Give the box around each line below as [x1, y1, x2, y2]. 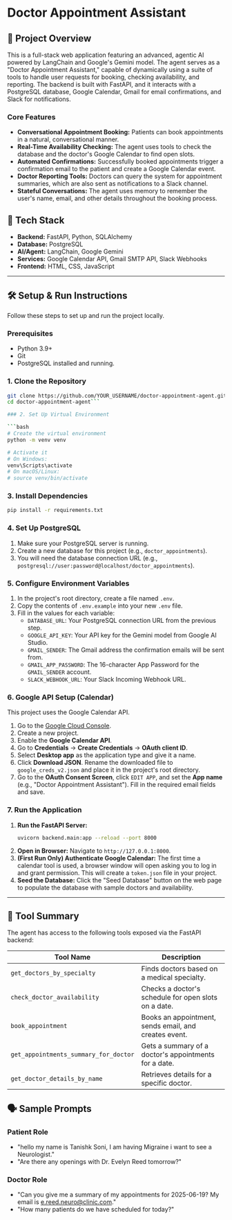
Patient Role [7, 1127, 48, 1137]
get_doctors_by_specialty [10, 969, 96, 978]
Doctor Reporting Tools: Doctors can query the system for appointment [17, 172, 222, 181]
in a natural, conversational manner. [17, 135, 119, 143]
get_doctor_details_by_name [10, 1075, 103, 1083]
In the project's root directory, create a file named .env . [17, 594, 175, 602]
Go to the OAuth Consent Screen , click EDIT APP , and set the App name [17, 773, 223, 781]
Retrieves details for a [141, 1070, 212, 1079]
